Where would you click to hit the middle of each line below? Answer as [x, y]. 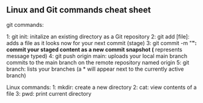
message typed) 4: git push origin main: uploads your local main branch [97, 56]
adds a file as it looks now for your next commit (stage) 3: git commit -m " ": [102, 43]
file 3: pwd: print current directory [49, 93]
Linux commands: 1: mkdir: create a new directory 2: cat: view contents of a [102, 87]
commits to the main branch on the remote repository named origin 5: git [98, 62]
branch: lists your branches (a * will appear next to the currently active [95, 69]
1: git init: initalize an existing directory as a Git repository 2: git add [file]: [98, 37]
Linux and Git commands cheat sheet [79, 10]
